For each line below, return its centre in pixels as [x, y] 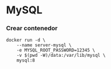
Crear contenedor [32, 28]
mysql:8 [26, 61]
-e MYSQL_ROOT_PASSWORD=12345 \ [56, 50]
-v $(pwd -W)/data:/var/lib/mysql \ [61, 56]
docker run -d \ [26, 40]
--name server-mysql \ [44, 45]
